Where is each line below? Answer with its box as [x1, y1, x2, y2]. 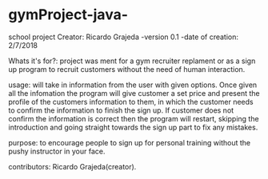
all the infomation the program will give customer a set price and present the [8, 88, 260, 97]
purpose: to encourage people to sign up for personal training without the [8, 137, 250, 147]
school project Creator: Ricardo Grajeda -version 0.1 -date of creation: [8, 32, 238, 42]
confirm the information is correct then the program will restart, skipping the [8, 113, 259, 123]
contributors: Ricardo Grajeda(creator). [8, 161, 137, 171]
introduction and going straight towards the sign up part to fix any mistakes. [8, 122, 258, 132]
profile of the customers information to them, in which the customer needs [8, 97, 254, 106]
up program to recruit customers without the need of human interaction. [8, 64, 246, 74]
